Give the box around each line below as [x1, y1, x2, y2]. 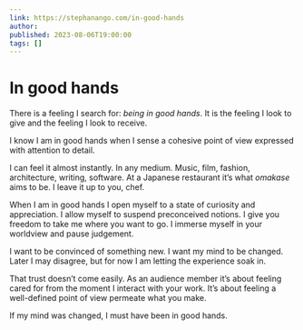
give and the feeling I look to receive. [9, 117, 148, 128]
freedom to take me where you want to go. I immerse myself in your [9, 219, 263, 230]
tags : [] [9, 38, 43, 48]
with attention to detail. [9, 145, 95, 155]
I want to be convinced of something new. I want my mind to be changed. [9, 246, 284, 257]
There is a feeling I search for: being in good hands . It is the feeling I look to [9, 108, 292, 119]
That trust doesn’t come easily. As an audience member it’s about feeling [9, 274, 282, 285]
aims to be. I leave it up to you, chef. [9, 182, 145, 193]
